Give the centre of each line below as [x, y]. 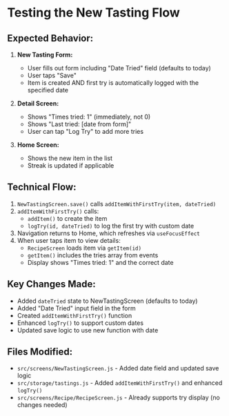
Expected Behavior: [50, 38]
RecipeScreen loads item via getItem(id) [84, 248]
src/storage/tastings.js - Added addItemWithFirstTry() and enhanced [120, 383]
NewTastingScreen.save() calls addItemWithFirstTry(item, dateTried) [117, 204]
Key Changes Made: [51, 284]
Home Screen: [38, 145]
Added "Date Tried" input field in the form [76, 308]
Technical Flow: [42, 187]
